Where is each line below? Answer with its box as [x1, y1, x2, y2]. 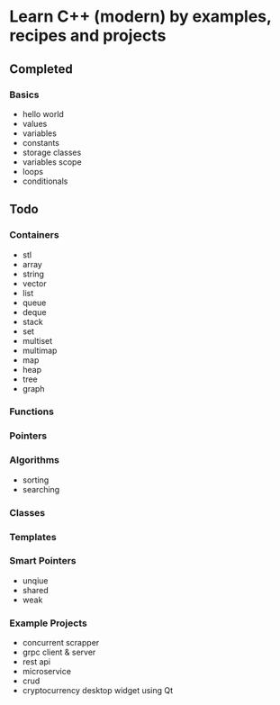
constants [22, 137, 60, 148]
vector [22, 277, 47, 289]
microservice [22, 666, 72, 677]
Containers [9, 229, 60, 241]
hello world [22, 108, 65, 119]
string [22, 268, 45, 279]
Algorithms [9, 454, 60, 466]
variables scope [22, 156, 83, 167]
